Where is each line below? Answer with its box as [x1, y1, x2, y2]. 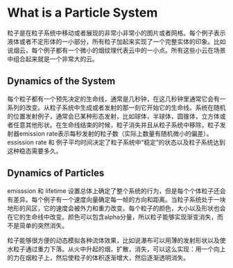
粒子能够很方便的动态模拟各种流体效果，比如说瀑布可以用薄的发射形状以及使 [7, 236, 226, 244]
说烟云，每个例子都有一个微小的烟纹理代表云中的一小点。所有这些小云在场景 [7, 46, 226, 54]
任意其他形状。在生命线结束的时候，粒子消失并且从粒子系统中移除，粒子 [12, 120, 220, 129]
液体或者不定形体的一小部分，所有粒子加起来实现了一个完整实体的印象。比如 [7, 37, 226, 46]
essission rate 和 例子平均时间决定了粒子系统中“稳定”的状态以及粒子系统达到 [7, 137, 226, 146]
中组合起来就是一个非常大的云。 [7, 54, 98, 63]
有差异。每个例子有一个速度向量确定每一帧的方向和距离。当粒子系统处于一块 [7, 195, 226, 203]
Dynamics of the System [7, 75, 116, 87]
